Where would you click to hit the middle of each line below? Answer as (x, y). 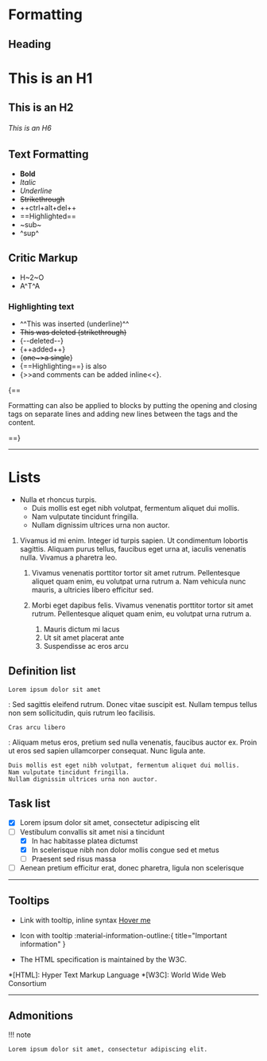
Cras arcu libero (37, 727)
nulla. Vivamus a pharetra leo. (68, 557)
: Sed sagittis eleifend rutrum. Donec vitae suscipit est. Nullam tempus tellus (133, 704)
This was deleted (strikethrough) (73, 332)
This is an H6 (30, 128)
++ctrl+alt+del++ (48, 207)
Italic (28, 182)
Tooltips (29, 901)
